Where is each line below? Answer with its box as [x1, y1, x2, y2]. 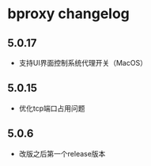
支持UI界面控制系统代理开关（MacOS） [18, 58, 148, 67]
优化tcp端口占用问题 [18, 104, 85, 113]
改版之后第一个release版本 [18, 149, 106, 158]
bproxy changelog [7, 5, 130, 23]
